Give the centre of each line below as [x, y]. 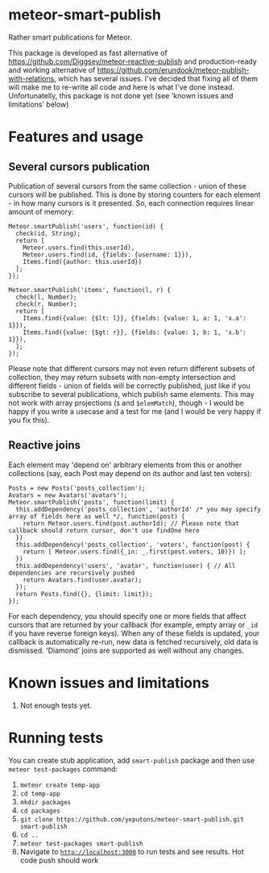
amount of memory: [41, 211]
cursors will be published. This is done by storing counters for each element [134, 194]
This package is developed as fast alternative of [88, 52]
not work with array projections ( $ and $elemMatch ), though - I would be [126, 403]
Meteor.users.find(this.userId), [79, 248]
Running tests [56, 738]
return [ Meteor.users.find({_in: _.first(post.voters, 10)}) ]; [135, 551]
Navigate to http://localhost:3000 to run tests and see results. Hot [132, 851]
